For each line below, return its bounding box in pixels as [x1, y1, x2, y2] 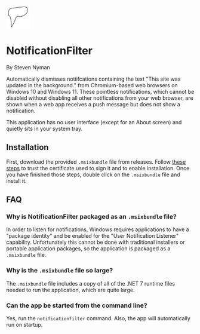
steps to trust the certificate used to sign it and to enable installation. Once [6, 164, 190, 171]
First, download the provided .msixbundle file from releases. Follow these [6, 158, 186, 166]
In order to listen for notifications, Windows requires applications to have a [6, 226, 189, 233]
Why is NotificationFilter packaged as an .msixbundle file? [6, 213, 177, 221]
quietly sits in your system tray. [6, 125, 83, 132]
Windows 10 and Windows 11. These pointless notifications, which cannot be [6, 88, 195, 95]
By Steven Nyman [6, 63, 51, 71]
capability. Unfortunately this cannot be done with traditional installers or [6, 238, 185, 246]
